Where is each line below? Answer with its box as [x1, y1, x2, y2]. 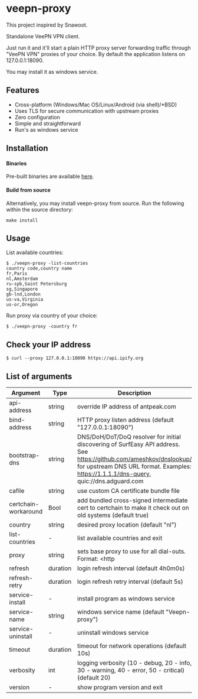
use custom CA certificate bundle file [77, 486, 180, 495]
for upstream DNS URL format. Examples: [77, 462, 192, 470]
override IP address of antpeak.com [77, 402, 177, 411]
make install [6, 217, 38, 223]
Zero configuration [14, 113, 61, 121]
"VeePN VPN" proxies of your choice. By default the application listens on [6, 50, 186, 57]
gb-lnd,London [6, 291, 41, 297]
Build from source [6, 186, 51, 193]
